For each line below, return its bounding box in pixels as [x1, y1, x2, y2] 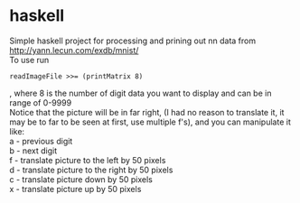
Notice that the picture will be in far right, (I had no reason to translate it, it [9, 106, 285, 117]
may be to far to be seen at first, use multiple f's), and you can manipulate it [9, 116, 291, 127]
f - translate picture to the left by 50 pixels [9, 154, 166, 165]
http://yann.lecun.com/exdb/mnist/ [9, 44, 139, 55]
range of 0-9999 [9, 97, 72, 108]
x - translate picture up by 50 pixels [9, 183, 142, 194]
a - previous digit [9, 135, 73, 146]
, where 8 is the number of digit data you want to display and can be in [9, 88, 272, 98]
